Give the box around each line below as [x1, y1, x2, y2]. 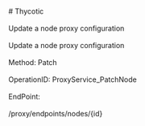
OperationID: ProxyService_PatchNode [8, 75, 137, 84]
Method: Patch [8, 58, 58, 67]
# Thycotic [8, 6, 44, 16]
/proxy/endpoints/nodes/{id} [8, 109, 103, 118]
